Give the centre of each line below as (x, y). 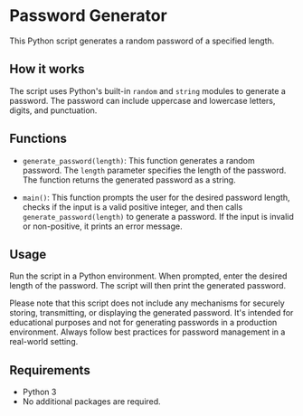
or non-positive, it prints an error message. (102, 226)
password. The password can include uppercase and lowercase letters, (142, 100)
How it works (47, 69)
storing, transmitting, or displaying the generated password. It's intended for (151, 313)
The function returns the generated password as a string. (129, 180)
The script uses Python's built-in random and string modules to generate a (148, 90)
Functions (38, 139)
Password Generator (88, 16)
